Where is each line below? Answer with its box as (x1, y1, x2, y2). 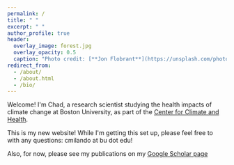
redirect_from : (7, 62, 52, 69)
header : (7, 36, 30, 43)
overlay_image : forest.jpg (13, 42, 92, 49)
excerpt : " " (7, 23, 45, 30)
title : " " (7, 17, 39, 24)
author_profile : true (7, 29, 70, 37)
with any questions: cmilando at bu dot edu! (7, 136, 133, 145)
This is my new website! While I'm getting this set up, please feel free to (7, 129, 214, 137)
